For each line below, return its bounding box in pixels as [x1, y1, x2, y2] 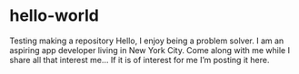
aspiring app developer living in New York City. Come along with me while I [9, 44, 291, 55]
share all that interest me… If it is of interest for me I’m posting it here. [9, 54, 270, 65]
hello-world [9, 5, 100, 26]
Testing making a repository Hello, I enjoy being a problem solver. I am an [9, 35, 284, 46]
